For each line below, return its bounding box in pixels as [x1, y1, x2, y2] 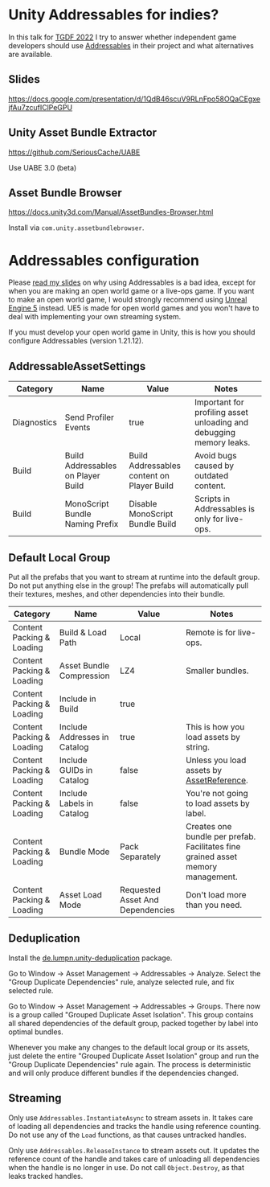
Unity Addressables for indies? [8, 6, 219, 24]
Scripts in [194, 493, 231, 504]
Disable [128, 499, 157, 510]
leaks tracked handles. [8, 1171, 84, 1181]
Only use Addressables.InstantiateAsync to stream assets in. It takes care [8, 1112, 253, 1123]
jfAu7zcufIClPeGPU [8, 102, 73, 112]
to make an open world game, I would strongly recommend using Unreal [8, 295, 247, 305]
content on [128, 470, 170, 482]
